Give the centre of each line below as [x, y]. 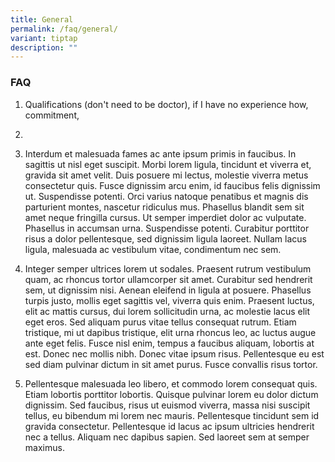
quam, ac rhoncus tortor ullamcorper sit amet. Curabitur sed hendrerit [168, 279]
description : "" [44, 47]
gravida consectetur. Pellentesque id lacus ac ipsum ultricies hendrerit [169, 426]
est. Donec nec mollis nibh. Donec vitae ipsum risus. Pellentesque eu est [174, 353]
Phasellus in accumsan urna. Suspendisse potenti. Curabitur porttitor [167, 228]
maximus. [44, 447]
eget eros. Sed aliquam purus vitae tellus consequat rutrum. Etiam [160, 322]
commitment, [52, 115]
